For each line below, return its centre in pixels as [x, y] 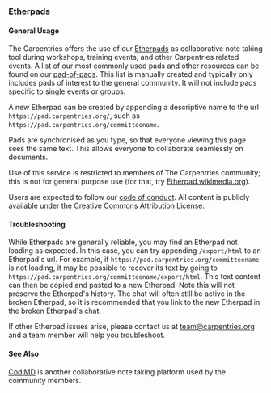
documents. [28, 157]
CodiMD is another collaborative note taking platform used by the [117, 372]
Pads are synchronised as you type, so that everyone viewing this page [127, 140]
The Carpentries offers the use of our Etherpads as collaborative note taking [135, 49]
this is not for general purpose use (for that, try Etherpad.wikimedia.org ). [129, 182]
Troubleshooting [37, 224]
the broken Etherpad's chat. [55, 311]
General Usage [34, 31]
